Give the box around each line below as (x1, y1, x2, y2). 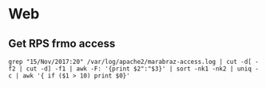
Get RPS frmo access (8, 37, 116, 50)
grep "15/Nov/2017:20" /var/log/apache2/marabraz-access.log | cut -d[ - (8, 58, 260, 66)
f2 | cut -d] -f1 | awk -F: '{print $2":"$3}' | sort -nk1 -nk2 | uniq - (8, 65, 260, 73)
